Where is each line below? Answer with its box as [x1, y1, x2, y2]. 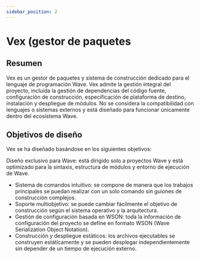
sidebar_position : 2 [6, 8, 58, 15]
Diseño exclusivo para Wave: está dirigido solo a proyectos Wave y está [6, 157, 184, 165]
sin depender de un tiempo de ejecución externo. [14, 245, 137, 252]
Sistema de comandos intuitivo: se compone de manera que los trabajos [14, 181, 193, 189]
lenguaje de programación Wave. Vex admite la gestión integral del [6, 80, 171, 87]
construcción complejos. [14, 194, 76, 201]
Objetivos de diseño [6, 130, 83, 140]
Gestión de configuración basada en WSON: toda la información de [14, 213, 181, 220]
